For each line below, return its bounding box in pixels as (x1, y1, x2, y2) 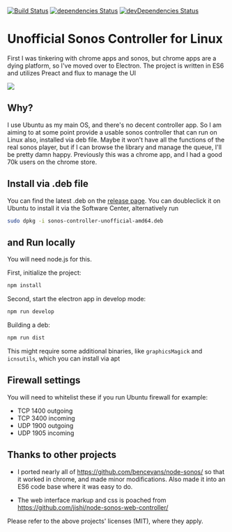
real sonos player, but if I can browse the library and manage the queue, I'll (7, 143, 222, 151)
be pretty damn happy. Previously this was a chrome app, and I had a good (7, 150, 223, 158)
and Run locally (7, 236, 75, 248)
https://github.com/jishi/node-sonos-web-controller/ (17, 503, 169, 512)
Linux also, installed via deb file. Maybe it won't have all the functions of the (7, 135, 225, 144)
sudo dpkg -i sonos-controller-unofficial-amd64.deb (7, 217, 164, 225)
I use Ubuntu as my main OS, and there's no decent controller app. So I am (7, 121, 222, 129)
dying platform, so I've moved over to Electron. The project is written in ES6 (7, 61, 224, 70)
